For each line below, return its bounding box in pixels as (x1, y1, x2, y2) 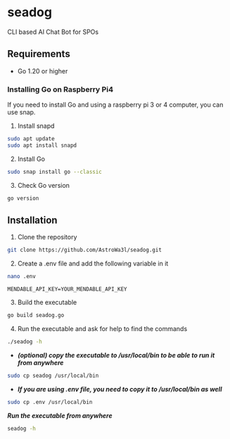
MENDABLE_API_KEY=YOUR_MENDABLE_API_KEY (7, 286, 128, 293)
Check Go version (17, 181, 70, 189)
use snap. (7, 108, 36, 116)
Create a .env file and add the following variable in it (17, 259, 169, 268)
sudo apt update (7, 136, 55, 143)
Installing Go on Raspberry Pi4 (7, 84, 114, 94)
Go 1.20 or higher (17, 66, 68, 75)
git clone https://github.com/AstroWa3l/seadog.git (7, 246, 162, 254)
